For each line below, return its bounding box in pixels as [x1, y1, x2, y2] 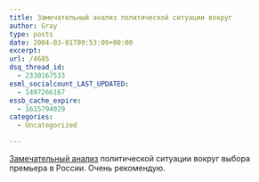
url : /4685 [9, 54, 50, 63]
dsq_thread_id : [9, 63, 66, 72]
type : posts [9, 29, 53, 38]
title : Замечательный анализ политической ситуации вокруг [9, 12, 233, 22]
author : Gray [9, 21, 58, 30]
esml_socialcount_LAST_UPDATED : [9, 79, 129, 88]
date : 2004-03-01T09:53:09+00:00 [9, 37, 134, 47]
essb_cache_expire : [9, 95, 82, 105]
